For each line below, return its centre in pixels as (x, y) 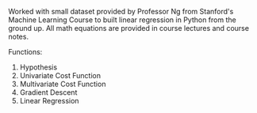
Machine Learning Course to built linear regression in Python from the (122, 20)
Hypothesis (38, 67)
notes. (19, 36)
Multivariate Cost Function (63, 84)
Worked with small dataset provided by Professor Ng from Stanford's (121, 11)
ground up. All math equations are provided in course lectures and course (129, 28)
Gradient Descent (48, 92)
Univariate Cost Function (60, 75)
